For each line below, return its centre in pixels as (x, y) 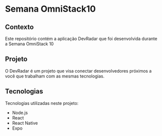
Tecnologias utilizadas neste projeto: (42, 103)
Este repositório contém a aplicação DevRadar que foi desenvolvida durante (81, 39)
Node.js (20, 113)
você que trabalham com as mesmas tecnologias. (55, 76)
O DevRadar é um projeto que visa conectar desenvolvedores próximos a (78, 71)
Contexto (19, 27)
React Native (25, 123)
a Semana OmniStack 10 (29, 44)
